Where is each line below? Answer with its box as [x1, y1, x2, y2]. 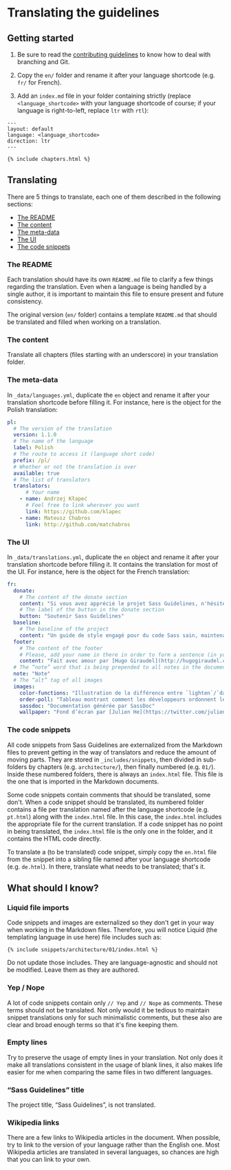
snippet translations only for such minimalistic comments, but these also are [7, 1013, 223, 1021]
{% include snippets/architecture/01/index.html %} [7, 946, 158, 953]
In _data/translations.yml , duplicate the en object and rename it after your [7, 552, 219, 561]
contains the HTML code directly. [7, 834, 102, 843]
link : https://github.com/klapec [25, 508, 122, 515]
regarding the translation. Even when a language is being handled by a [7, 283, 207, 291]
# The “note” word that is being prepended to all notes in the [13, 664, 201, 671]
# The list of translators [13, 476, 91, 483]
